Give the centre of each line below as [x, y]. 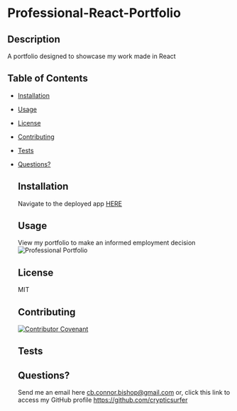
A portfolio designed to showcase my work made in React [92, 56]
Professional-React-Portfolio [94, 13]
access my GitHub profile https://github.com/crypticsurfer [103, 400]
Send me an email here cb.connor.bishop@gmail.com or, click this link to [124, 393]
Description [34, 39]
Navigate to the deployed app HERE [70, 203]
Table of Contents [48, 78]
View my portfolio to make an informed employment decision [106, 243]
